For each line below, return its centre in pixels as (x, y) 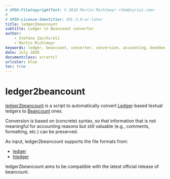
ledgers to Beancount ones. (34, 111)
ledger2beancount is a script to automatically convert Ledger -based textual (84, 106)
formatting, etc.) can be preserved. (42, 132)
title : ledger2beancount (31, 24)
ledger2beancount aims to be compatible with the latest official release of (82, 167)
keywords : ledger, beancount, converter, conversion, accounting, (77, 48)
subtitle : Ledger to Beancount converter (50, 29)
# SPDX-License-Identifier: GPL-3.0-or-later (54, 19)
